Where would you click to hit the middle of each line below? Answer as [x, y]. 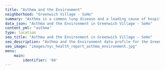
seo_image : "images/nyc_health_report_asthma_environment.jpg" [71, 46]
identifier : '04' [40, 60]
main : [20, 55]
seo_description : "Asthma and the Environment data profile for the [77, 42]
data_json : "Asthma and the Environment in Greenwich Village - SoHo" [79, 23]
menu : [11, 51]
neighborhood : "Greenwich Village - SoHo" [49, 14]
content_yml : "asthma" [28, 28]
